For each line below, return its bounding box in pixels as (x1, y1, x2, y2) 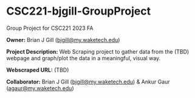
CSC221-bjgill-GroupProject (6, 4, 151, 18)
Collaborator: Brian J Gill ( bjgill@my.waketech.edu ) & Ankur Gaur (6, 78, 170, 85)
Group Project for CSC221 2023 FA (6, 24, 94, 32)
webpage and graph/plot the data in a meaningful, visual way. (6, 54, 161, 61)
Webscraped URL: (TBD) (6, 66, 69, 74)
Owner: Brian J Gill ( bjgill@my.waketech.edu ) (6, 36, 120, 43)
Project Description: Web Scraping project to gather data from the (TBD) (6, 47, 190, 55)
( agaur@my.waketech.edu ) (6, 84, 74, 92)
